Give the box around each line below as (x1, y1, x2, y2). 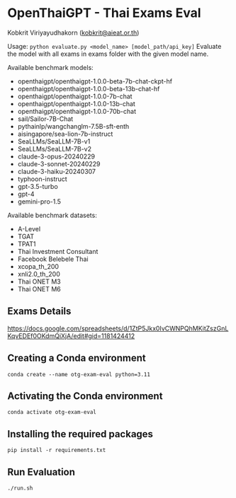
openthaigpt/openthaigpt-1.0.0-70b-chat (17, 107, 137, 115)
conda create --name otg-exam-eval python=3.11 (7, 371, 151, 378)
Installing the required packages (7, 428, 154, 440)
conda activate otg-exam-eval (7, 409, 97, 416)
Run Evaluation (7, 465, 76, 478)
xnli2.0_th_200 (17, 270, 60, 278)
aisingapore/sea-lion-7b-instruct (17, 129, 113, 138)
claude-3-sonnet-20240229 (17, 159, 101, 168)
